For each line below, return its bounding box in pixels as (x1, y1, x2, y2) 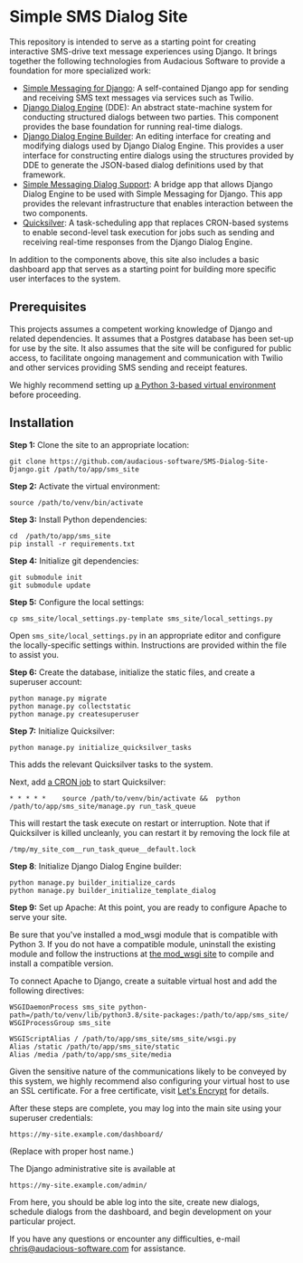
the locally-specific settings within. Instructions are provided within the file (9, 640, 288, 650)
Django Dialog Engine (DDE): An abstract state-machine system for (22, 101, 273, 112)
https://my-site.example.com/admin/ (9, 1181, 147, 1190)
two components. (22, 207, 89, 218)
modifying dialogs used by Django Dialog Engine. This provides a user (22, 140, 284, 151)
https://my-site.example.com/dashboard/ (9, 1129, 165, 1139)
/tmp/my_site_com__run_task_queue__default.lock (9, 844, 196, 854)
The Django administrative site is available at (9, 1163, 175, 1173)
